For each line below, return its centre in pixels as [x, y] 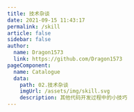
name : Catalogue [37, 72]
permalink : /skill [34, 26]
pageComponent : [29, 65]
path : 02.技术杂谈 [44, 85]
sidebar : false [29, 40]
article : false [29, 33]
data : [22, 78]
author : [18, 46]
